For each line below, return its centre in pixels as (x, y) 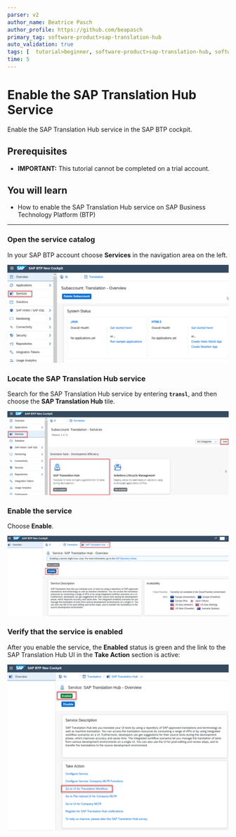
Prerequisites (37, 151)
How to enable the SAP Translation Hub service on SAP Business (111, 207)
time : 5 (19, 60)
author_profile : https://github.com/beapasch (75, 30)
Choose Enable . (31, 526)
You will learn (38, 191)
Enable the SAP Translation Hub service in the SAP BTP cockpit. (100, 129)
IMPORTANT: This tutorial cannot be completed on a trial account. (113, 168)
